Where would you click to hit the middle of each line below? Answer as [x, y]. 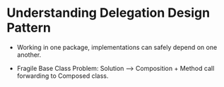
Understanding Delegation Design [108, 13]
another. [29, 55]
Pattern [29, 28]
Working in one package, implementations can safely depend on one [117, 47]
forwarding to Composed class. [63, 76]
